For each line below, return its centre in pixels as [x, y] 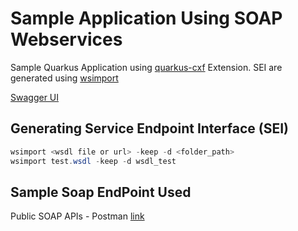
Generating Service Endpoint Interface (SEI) [150, 128]
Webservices [66, 39]
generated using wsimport [64, 78]
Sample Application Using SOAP [146, 18]
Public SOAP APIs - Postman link [77, 216]
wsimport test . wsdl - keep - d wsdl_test [93, 161]
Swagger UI [35, 97]
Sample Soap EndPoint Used [101, 192]
